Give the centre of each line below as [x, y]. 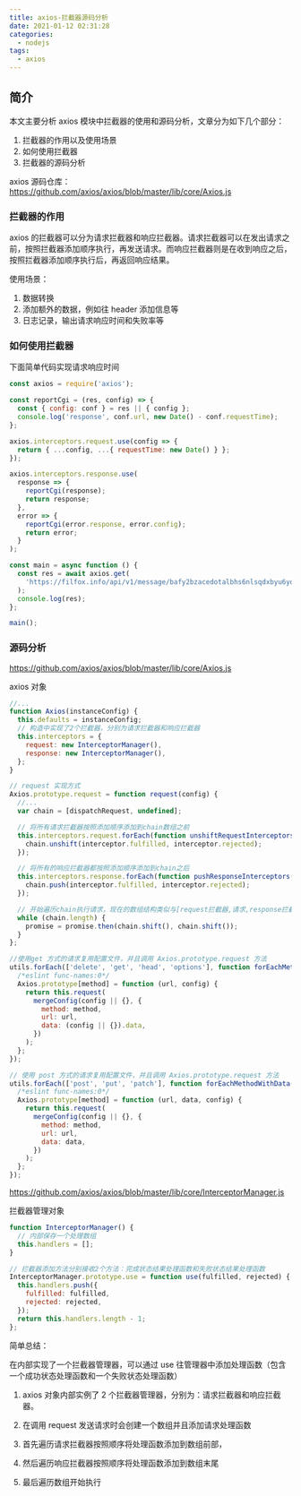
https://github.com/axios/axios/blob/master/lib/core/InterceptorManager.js [147, 1192]
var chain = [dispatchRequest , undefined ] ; [99, 812]
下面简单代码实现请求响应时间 [64, 367]
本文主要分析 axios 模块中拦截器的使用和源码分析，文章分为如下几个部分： [147, 121]
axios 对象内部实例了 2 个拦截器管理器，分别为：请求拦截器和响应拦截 [151, 1395]
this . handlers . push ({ [58, 1285]
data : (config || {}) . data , [94, 1026]
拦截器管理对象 [37, 1211]
